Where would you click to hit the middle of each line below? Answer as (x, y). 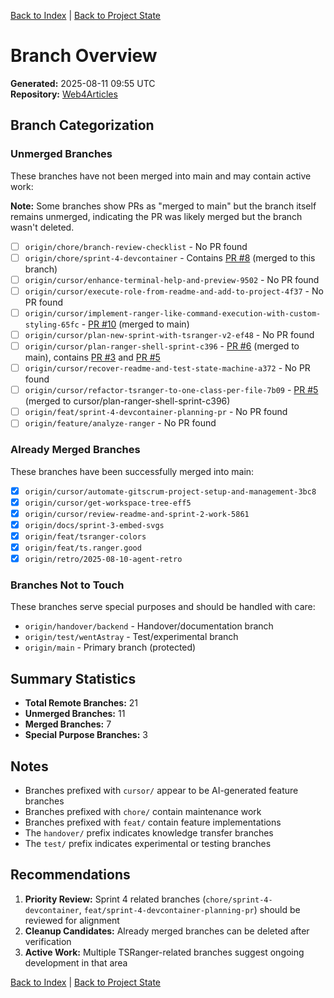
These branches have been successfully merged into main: (132, 471)
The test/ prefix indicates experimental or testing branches (148, 843)
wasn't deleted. (42, 227)
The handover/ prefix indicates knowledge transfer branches (149, 832)
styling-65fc (52, 325)
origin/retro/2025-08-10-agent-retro (103, 559)
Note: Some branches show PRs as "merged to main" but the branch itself (163, 206)
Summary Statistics (73, 678)
